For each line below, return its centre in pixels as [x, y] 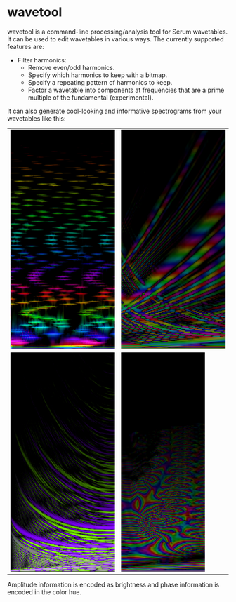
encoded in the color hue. [45, 592]
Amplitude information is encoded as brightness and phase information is [113, 585]
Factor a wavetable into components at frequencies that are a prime [126, 90]
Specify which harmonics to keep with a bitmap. [97, 75]
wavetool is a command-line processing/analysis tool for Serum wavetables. [118, 32]
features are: [26, 46]
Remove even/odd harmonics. [71, 67]
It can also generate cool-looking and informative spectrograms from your [114, 111]
